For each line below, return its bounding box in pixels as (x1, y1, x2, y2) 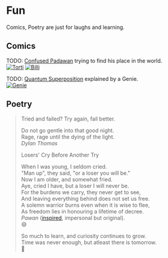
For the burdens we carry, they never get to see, (20, 188, 142, 196)
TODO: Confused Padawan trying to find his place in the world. (6, 57, 163, 64)
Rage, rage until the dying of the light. (20, 133, 115, 140)
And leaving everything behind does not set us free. (20, 195, 150, 202)
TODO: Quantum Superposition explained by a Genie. (6, 75, 138, 82)
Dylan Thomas (20, 139, 58, 146)
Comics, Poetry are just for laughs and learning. (6, 24, 125, 31)
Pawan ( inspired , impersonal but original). (20, 214, 125, 221)
